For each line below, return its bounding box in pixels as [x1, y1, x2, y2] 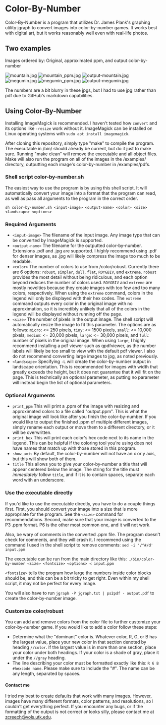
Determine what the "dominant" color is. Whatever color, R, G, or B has [12, 634, 157, 640]
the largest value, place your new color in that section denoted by [12, 639, 147, 645]
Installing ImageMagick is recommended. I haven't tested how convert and [5, 120, 158, 126]
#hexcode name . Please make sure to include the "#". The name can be [12, 665, 155, 671]
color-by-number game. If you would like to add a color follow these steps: [5, 624, 158, 630]
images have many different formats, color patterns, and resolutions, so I [5, 698, 154, 704]
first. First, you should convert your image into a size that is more [5, 506, 138, 512]
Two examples [5, 44, 51, 53]
